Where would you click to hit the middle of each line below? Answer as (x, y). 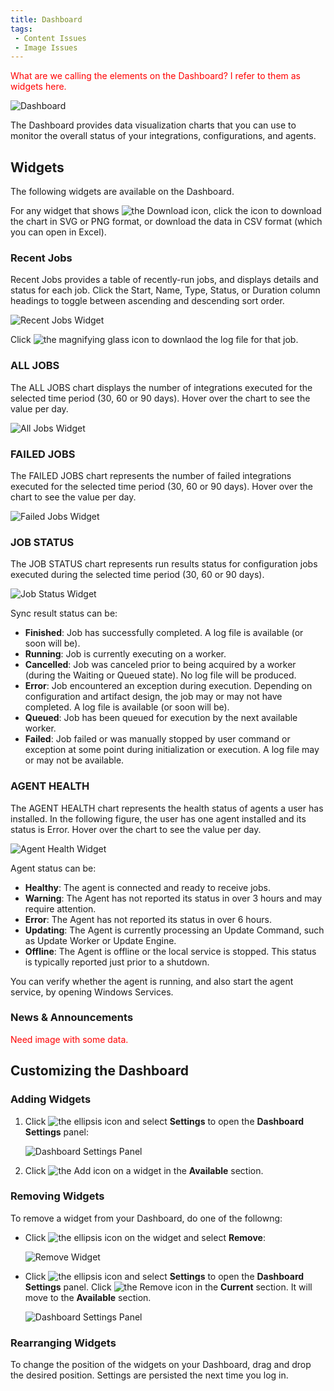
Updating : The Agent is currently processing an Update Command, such (174, 930)
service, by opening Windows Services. (92, 992)
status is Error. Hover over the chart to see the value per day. (136, 829)
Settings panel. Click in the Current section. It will (168, 1287)
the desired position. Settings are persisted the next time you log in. (149, 1375)
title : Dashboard (46, 19)
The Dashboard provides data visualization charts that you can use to (153, 125)
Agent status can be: (53, 868)
